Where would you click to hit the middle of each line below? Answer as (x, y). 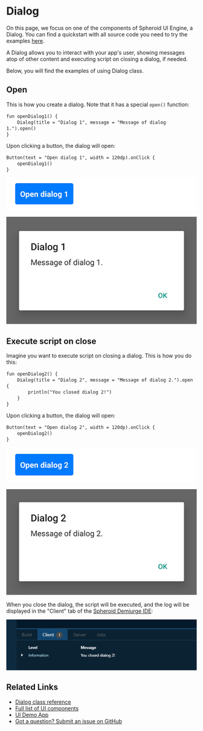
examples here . (25, 41)
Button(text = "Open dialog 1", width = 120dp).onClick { (81, 158)
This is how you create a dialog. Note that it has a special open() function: (98, 104)
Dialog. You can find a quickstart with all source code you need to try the (97, 34)
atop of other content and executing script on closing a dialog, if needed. (97, 59)
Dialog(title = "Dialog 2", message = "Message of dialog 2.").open (105, 380)
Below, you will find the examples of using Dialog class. (75, 70)
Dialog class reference (43, 702)
